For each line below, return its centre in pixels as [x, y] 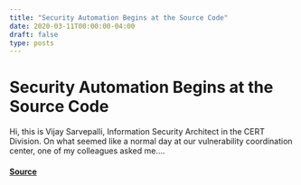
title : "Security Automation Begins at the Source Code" [119, 18]
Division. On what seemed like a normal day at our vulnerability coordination [151, 142]
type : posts [32, 43]
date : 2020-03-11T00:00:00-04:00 [72, 26]
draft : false [34, 34]
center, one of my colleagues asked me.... [87, 151]
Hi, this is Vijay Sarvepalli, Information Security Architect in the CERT [137, 132]
